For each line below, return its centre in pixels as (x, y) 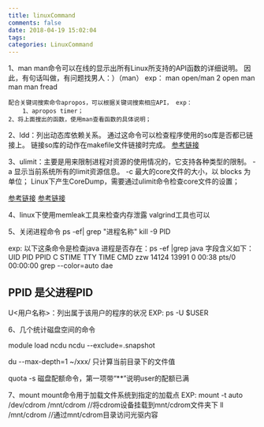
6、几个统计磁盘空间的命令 (52, 329)
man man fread (33, 87)
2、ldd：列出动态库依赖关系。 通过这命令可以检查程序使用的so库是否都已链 (131, 136)
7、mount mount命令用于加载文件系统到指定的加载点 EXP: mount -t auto (125, 395)
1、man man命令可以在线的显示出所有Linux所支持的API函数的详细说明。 (125, 69)
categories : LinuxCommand (50, 45)
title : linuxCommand (42, 15)
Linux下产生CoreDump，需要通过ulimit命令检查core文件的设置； (135, 181)
